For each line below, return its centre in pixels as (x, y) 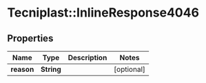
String (51, 69)
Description (87, 58)
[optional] (130, 69)
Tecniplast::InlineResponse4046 (103, 13)
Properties (30, 38)
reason (22, 69)
